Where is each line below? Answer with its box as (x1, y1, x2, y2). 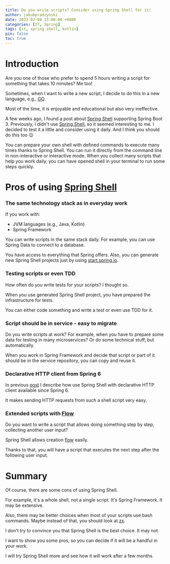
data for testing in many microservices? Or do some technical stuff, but (5, 336, 154, 343)
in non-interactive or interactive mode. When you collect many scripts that (5, 152, 161, 159)
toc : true (5, 36, 26, 41)
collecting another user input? (5, 427, 68, 433)
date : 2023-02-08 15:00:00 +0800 (5, 17, 76, 22)
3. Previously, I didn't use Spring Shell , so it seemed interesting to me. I (5, 121, 154, 127)
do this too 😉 (5, 131, 34, 138)
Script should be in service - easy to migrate (5, 320, 117, 327)
